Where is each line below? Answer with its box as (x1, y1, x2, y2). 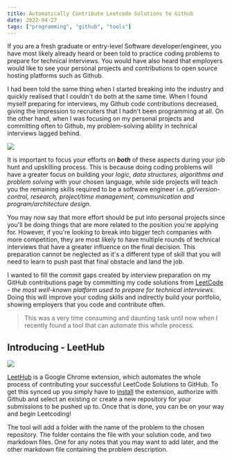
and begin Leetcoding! (7, 410, 71, 418)
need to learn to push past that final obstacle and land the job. (7, 257, 185, 266)
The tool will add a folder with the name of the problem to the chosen (7, 423, 204, 432)
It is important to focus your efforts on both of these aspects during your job (7, 155, 225, 164)
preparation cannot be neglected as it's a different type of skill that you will (7, 250, 222, 259)
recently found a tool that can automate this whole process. (24, 321, 195, 330)
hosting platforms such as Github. (7, 71, 104, 80)
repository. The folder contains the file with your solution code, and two (7, 431, 211, 439)
